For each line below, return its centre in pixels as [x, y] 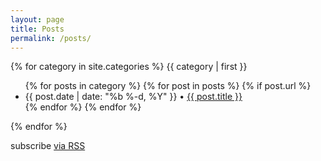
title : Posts [37, 29]
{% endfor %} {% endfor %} [83, 107]
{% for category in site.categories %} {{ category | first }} [129, 67]
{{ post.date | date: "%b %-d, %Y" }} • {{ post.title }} [133, 97]
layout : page [37, 19]
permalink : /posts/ [51, 38]
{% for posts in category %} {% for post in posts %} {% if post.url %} [168, 86]
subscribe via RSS [48, 146]
